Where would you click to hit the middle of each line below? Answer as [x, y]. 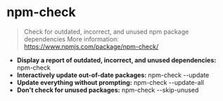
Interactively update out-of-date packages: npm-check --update [113, 75]
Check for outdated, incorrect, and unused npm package [106, 32]
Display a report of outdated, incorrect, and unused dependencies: [116, 60]
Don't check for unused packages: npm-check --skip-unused [108, 90]
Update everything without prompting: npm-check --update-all [110, 82]
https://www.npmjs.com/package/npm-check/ [91, 46]
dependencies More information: [71, 39]
